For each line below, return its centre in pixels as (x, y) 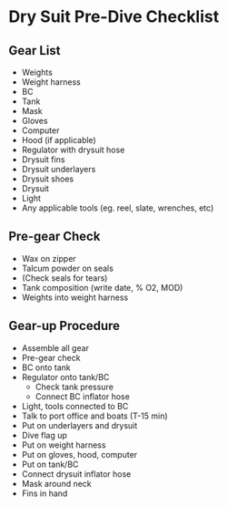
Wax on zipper (49, 258)
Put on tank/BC (50, 464)
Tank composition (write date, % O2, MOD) (102, 287)
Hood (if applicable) (59, 140)
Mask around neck (56, 483)
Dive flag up (44, 435)
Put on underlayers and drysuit (79, 425)
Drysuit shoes (48, 179)
